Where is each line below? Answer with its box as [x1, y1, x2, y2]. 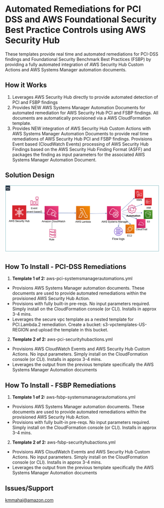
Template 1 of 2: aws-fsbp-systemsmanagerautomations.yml [12, 394, 136, 400]
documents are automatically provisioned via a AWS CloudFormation [12, 115, 151, 121]
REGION [12, 327, 29, 333]
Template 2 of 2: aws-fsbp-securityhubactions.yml [12, 439, 116, 446]
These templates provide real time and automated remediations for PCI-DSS [5, 51, 159, 57]
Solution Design [5, 171, 55, 179]
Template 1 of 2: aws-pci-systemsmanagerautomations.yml [12, 275, 133, 281]
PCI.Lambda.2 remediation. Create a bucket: [12, 322, 102, 328]
